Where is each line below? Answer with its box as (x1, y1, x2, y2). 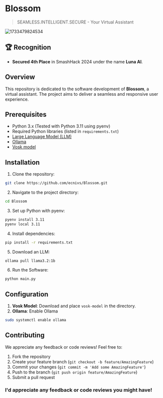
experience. (5, 96, 29, 102)
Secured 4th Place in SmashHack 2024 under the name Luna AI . (12, 59, 143, 64)
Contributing (5, 331, 45, 339)
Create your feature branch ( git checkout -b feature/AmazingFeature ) (12, 358, 154, 364)
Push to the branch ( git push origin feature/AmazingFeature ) (12, 369, 138, 375)
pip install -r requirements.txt (5, 240, 73, 245)
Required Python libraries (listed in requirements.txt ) (12, 128, 119, 134)
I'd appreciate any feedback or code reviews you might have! (5, 386, 152, 393)
